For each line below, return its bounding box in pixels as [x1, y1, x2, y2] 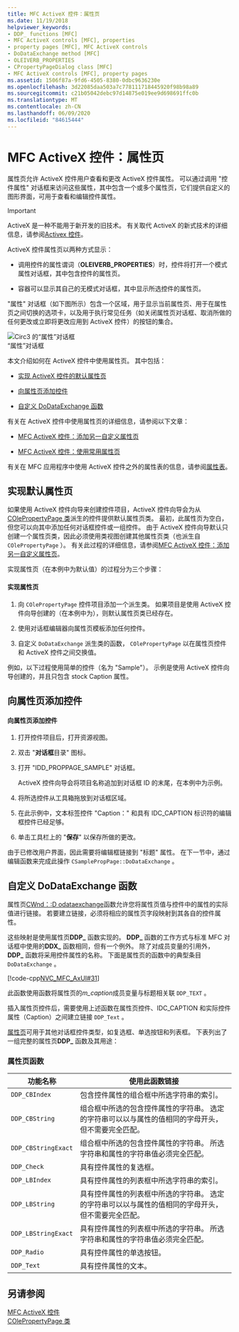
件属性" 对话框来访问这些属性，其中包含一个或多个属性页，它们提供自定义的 [7, 183, 230, 192]
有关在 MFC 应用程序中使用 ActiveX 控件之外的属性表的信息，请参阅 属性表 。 [7, 462, 232, 471]
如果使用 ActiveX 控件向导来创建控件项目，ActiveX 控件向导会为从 [7, 505, 201, 514]
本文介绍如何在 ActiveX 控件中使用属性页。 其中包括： [7, 356, 166, 365]
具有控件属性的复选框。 [80, 1162, 159, 1172]
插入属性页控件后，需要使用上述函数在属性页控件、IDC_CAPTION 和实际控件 [7, 1004, 231, 1012]
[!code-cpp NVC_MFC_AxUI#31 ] [7, 974, 100, 982]
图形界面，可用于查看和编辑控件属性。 [7, 192, 119, 200]
